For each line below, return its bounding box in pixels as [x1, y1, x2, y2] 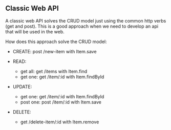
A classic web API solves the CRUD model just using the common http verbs [5, 17, 166, 24]
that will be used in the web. [5, 28, 65, 35]
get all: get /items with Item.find [20, 68, 88, 74]
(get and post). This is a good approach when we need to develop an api [5, 23, 159, 29]
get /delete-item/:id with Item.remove [20, 119, 99, 125]
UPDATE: [12, 83, 32, 90]
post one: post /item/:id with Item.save [20, 99, 101, 105]
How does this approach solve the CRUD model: [5, 38, 108, 45]
